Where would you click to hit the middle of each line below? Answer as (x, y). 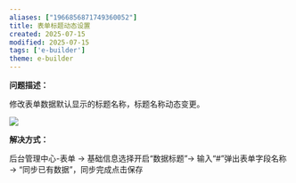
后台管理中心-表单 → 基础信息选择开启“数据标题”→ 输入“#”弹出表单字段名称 (148, 158)
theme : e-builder (41, 59)
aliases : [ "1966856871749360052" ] (74, 17)
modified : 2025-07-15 (49, 42)
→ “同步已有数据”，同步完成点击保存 (76, 169)
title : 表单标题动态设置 (50, 26)
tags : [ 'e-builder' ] (48, 51)
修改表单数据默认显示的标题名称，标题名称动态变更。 (107, 104)
